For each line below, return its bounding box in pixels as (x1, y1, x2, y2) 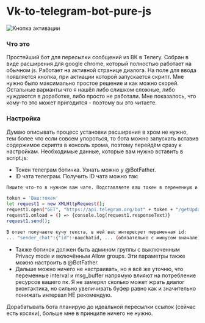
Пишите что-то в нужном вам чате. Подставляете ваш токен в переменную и (6, 184, 198, 191)
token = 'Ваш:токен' (6, 195, 59, 201)
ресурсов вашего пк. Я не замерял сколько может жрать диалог (15, 278, 185, 285)
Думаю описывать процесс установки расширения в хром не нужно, (6, 128, 188, 136)
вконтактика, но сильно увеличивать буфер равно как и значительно (15, 285, 196, 292)
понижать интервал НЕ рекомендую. (15, 291, 112, 299)
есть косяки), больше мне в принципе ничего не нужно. (6, 310, 153, 317)
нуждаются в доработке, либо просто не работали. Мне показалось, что (6, 93, 196, 100)
